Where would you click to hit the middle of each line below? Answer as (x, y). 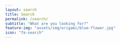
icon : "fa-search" (24, 33)
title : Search (20, 14)
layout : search (21, 10)
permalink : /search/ (27, 19)
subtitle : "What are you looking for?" (47, 23)
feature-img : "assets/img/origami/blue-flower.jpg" (60, 28)
